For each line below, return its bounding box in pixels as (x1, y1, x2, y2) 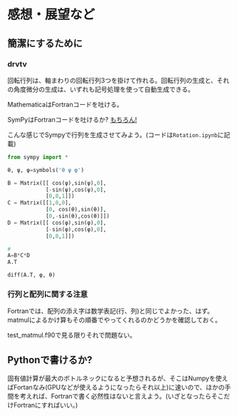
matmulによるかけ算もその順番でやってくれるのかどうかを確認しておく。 (7, 315, 222, 325)
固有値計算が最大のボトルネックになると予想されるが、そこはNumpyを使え (7, 374, 228, 382)
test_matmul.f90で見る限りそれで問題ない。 (7, 331, 137, 340)
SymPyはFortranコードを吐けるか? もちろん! (7, 115, 138, 123)
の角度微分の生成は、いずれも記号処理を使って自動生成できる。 (7, 85, 195, 93)
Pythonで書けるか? (7, 354, 93, 366)
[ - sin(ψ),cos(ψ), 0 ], (45, 186, 107, 193)
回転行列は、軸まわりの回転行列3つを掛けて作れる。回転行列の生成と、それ (7, 76, 230, 84)
